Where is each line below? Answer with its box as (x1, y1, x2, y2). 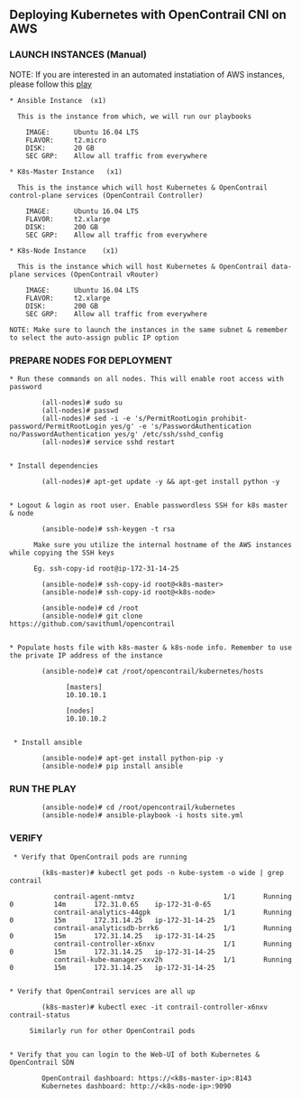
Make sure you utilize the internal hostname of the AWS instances (32, 540, 293, 549)
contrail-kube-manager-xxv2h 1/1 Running (53, 955, 293, 965)
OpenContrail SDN (9, 1058, 75, 1067)
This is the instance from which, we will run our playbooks (17, 112, 252, 121)
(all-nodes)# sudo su (41, 397, 123, 407)
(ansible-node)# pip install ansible (41, 761, 183, 770)
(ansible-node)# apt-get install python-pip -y (41, 753, 223, 762)
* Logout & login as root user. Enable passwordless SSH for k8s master (9, 500, 288, 509)
